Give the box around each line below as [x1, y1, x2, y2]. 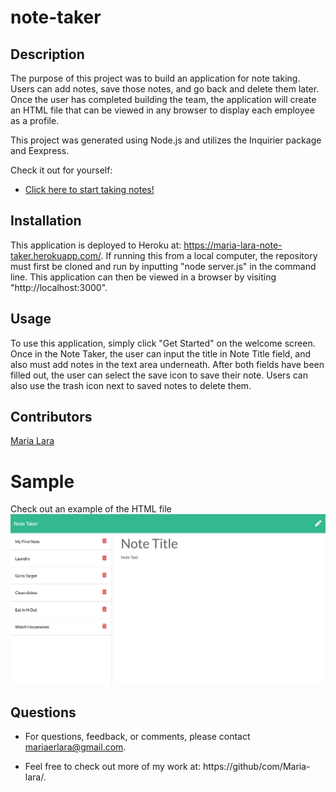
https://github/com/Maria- [202, 761, 311, 773]
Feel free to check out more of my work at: [24, 761, 202, 773]
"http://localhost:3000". [10, 281, 108, 293]
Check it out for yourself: [10, 164, 113, 176]
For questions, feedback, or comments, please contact [24, 731, 251, 743]
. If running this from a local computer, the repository [100, 249, 318, 261]
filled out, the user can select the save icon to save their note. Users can [10, 369, 308, 381]
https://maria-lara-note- [183, 239, 283, 251]
